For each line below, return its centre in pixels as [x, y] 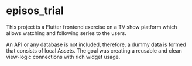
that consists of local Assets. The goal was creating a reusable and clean [94, 50]
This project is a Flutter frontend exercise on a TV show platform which [92, 27]
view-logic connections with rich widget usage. [63, 57]
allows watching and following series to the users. [66, 33]
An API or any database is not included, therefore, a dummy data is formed [96, 44]
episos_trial [35, 11]
